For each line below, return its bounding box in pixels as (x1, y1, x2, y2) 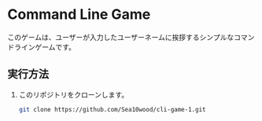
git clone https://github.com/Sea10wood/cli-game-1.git (18, 105, 206, 113)
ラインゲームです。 (13, 42, 76, 52)
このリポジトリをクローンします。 (18, 90, 129, 99)
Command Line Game (7, 5, 151, 24)
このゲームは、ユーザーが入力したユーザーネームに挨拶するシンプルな (7, 32, 234, 42)
